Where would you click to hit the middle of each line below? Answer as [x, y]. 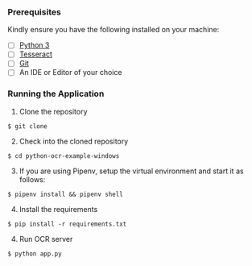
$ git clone [27, 126]
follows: [32, 179]
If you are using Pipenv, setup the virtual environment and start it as [131, 171]
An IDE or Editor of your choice [70, 73]
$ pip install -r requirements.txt [67, 224]
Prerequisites [34, 12]
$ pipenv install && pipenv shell [66, 194]
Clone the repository [53, 111]
